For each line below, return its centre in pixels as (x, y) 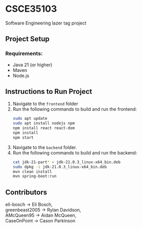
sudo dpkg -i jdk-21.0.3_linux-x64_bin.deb (60, 167)
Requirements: (24, 54)
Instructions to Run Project (49, 92)
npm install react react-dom (44, 128)
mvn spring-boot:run (34, 176)
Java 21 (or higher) (32, 65)
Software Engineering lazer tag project (46, 23)
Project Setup (28, 39)
